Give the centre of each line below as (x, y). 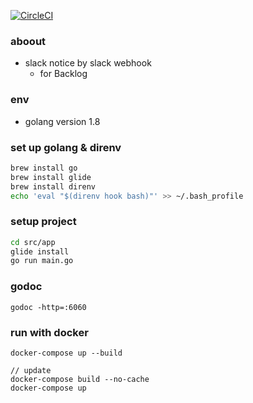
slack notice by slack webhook (88, 63)
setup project (43, 222)
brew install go (44, 168)
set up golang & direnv (66, 147)
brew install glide (51, 177)
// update (31, 370)
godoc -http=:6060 (48, 307)
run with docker (49, 332)
